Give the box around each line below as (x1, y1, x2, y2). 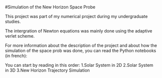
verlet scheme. (5, 33, 35, 39)
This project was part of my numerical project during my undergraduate (5, 14, 148, 19)
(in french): (5, 53, 28, 59)
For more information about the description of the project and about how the (5, 43, 157, 48)
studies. (5, 19, 21, 24)
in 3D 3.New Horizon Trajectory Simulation (5, 67, 90, 73)
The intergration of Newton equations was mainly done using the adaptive (5, 28, 152, 33)
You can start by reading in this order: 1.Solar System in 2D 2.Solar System (5, 62, 154, 68)
